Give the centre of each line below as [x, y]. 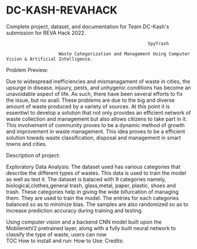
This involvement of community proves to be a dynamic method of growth [96, 125]
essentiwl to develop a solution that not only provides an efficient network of [98, 112]
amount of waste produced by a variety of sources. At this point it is [88, 106]
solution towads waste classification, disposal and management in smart [94, 137]
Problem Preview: [27, 70]
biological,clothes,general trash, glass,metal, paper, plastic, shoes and [91, 185]
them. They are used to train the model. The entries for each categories [92, 198]
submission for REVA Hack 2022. [46, 32]
